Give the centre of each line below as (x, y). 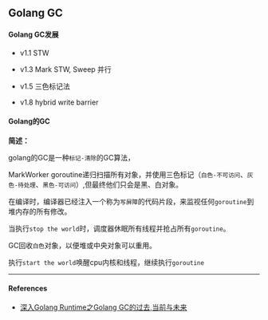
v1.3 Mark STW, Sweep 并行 (65, 69)
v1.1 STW (34, 53)
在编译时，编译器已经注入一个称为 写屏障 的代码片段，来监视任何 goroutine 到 (131, 201)
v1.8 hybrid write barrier (59, 102)
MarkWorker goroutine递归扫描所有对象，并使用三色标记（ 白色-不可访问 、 (128, 174)
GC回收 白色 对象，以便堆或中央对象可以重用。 (83, 245)
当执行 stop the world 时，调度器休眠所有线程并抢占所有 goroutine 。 (119, 228)
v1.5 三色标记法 (45, 86)
